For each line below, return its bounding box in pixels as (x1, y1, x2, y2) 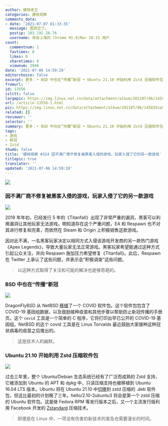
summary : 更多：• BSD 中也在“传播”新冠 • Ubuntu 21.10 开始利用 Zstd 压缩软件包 (5, 124, 163, 129)
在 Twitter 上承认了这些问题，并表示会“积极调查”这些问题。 (5, 256, 126, 262)
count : (5, 40, 19, 45)
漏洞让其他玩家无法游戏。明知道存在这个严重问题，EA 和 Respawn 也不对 (9, 221, 161, 227)
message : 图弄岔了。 (9, 26, 49, 31)
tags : (5, 128, 16, 133)
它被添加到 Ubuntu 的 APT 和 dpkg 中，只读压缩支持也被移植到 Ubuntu (5, 380, 151, 386)
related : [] (5, 110, 30, 115)
